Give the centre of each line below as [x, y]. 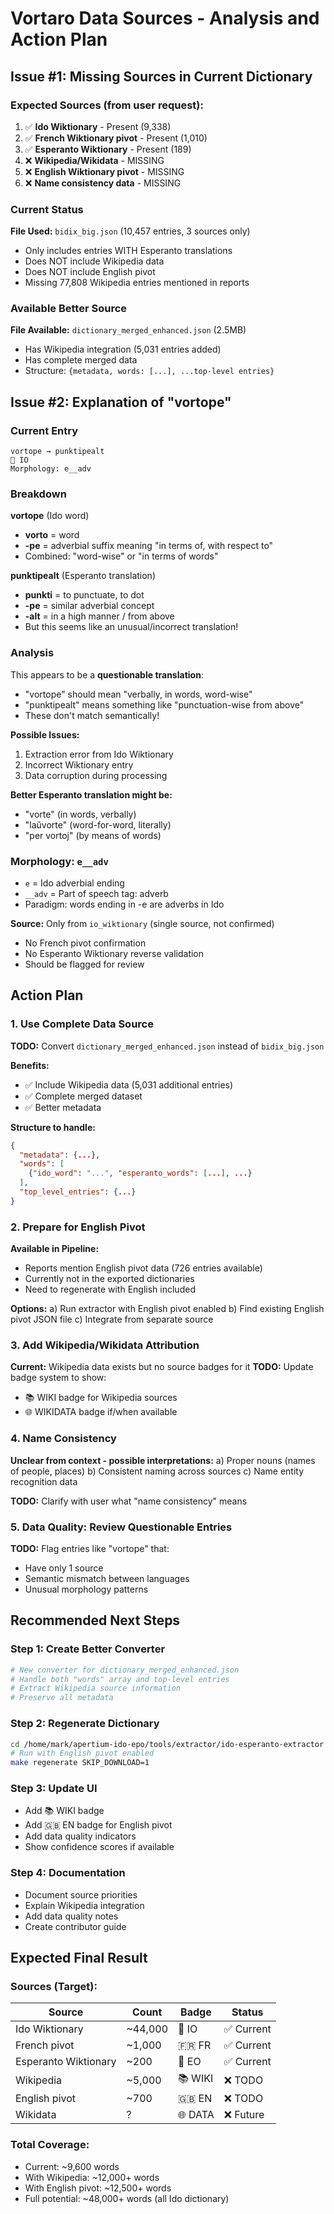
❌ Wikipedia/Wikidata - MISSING [94, 160]
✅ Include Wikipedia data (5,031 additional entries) [129, 1084]
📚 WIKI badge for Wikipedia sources [101, 1398]
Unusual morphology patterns [86, 1589]
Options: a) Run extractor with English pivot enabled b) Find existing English [167, 1309]
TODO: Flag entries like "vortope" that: [90, 1549]
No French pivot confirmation [85, 943]
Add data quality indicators [80, 1836]
